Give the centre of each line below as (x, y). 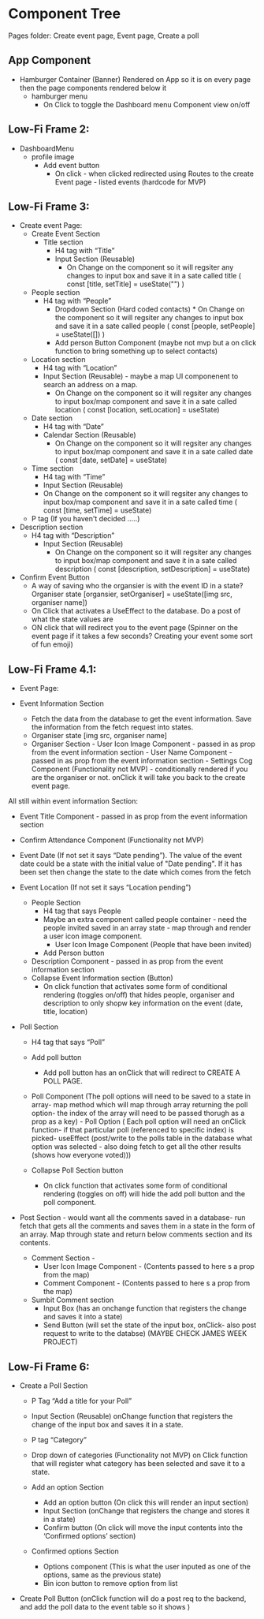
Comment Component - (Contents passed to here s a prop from (147, 1283)
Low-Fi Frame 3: (49, 206)
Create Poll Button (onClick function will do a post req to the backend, (133, 1598)
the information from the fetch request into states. (112, 727)
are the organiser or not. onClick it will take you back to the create (138, 778)
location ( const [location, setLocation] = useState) (137, 410)
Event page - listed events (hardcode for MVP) (130, 181)
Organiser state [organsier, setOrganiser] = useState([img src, (132, 594)
